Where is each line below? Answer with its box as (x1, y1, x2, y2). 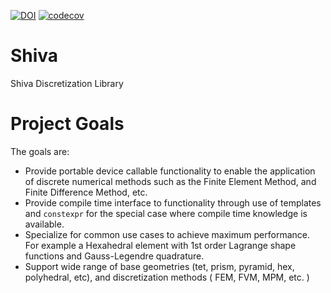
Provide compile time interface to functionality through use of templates (24, 196, 322, 209)
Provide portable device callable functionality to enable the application (24, 165, 316, 177)
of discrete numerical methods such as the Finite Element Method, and (24, 175, 317, 187)
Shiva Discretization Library (10, 77, 124, 89)
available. (24, 218, 65, 230)
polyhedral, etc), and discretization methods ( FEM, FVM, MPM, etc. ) (24, 271, 310, 283)
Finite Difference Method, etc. (24, 186, 148, 198)
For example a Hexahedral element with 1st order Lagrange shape (24, 239, 297, 251)
